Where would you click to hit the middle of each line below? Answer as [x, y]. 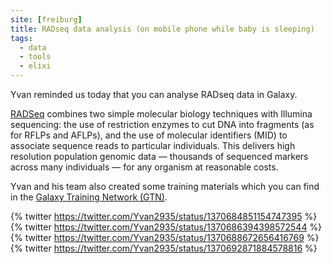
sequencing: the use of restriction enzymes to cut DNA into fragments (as [162, 124]
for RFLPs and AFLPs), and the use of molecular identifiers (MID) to [149, 135]
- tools [35, 57]
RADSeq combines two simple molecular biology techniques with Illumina [161, 114]
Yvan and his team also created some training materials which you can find [165, 186]
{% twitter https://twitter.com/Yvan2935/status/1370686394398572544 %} [166, 227]
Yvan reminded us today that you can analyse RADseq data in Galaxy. [154, 94]
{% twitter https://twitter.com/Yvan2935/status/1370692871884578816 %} [164, 248]
